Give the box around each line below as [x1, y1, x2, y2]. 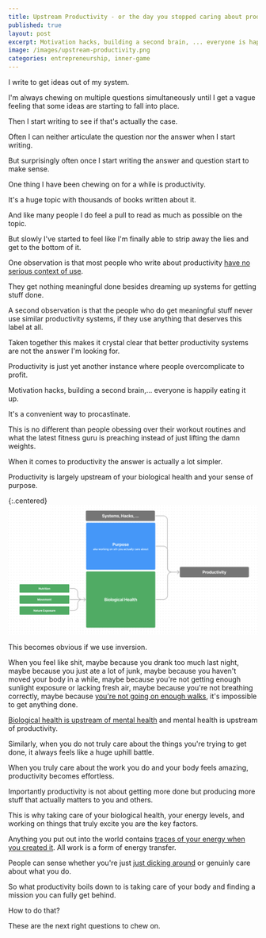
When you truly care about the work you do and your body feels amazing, [8, 763, 249, 773]
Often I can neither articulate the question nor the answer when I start [8, 132, 236, 141]
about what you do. [8, 867, 71, 876]
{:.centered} [8, 496, 47, 506]
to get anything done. [8, 700, 78, 709]
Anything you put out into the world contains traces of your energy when [8, 834, 245, 844]
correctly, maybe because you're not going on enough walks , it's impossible [8, 691, 257, 702]
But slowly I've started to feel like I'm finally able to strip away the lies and [8, 234, 249, 244]
